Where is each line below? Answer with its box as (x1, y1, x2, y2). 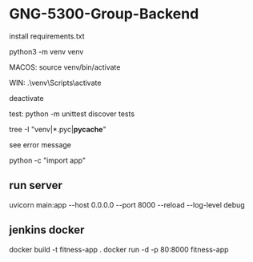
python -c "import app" (9, 155, 86, 165)
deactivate (9, 93, 44, 103)
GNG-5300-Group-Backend (9, 5, 199, 23)
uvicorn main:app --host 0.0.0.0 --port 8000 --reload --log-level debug (9, 200, 245, 209)
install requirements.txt (9, 31, 85, 41)
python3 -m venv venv (9, 46, 84, 56)
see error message (9, 139, 71, 149)
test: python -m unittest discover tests (9, 109, 135, 119)
